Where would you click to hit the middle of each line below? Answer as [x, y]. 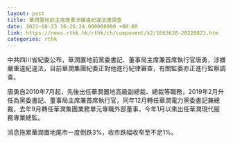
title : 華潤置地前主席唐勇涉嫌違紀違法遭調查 [65, 20]
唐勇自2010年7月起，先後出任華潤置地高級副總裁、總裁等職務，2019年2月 [113, 92]
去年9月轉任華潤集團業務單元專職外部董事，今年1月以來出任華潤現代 [116, 109]
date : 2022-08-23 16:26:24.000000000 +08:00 [72, 26]
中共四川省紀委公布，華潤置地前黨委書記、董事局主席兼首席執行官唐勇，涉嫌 [116, 60]
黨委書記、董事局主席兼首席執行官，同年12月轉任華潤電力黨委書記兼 [116, 100]
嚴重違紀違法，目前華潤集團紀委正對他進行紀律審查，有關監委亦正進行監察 [113, 68]
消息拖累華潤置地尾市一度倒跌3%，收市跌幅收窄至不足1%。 [92, 133]
